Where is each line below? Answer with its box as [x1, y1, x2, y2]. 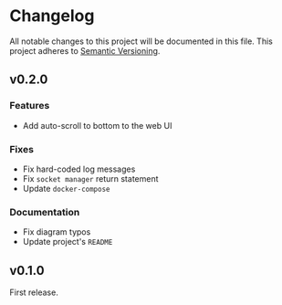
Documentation [9, 205, 80, 218]
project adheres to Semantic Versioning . [9, 45, 161, 56]
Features [9, 100, 50, 112]
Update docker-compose [22, 183, 110, 194]
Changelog [9, 5, 95, 26]
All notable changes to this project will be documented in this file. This [9, 36, 274, 47]
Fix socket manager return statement [22, 173, 159, 184]
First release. [9, 287, 59, 298]
